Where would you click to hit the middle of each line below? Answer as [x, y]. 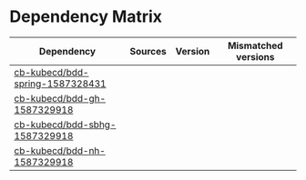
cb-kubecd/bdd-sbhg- [65, 125]
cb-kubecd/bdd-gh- [60, 98]
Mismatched [255, 45]
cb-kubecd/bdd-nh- [60, 150]
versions [255, 56]
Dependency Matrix [86, 17]
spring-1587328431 [60, 84]
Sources [148, 51]
